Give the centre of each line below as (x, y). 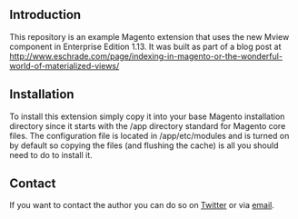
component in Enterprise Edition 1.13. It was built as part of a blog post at (145, 46)
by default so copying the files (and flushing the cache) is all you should (144, 145)
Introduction (45, 15)
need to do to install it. (51, 154)
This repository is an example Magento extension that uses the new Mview (149, 36)
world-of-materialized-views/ (65, 65)
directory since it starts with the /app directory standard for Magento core (148, 125)
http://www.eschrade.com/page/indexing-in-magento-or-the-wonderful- (146, 56)
